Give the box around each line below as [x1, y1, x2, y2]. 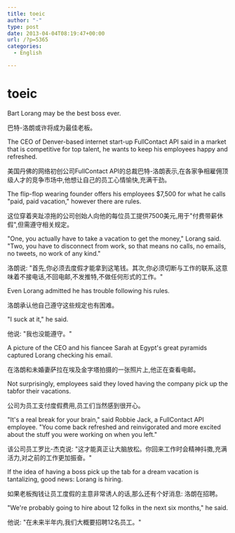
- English [13, 50, 42, 57]
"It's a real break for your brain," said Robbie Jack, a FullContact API [7, 415, 205, 424]
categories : [7, 43, 42, 50]
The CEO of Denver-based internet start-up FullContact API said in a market [7, 137, 227, 146]
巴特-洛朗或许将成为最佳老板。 [7, 123, 97, 132]
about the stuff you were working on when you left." [7, 430, 158, 438]
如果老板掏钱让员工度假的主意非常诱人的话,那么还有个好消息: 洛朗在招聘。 [7, 489, 222, 498]
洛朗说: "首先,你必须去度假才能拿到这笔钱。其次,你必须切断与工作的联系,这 [7, 264, 222, 272]
